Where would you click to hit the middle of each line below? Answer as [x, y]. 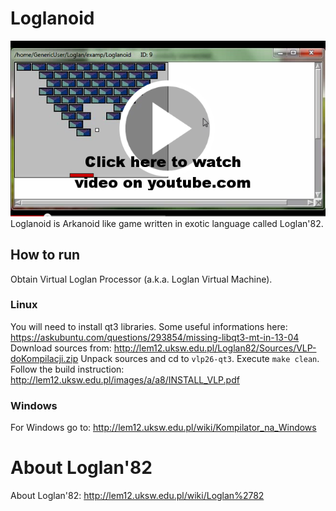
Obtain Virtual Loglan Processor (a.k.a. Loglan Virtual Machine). [141, 279]
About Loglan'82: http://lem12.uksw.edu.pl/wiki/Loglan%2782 [137, 496]
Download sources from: [61, 348]
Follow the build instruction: [67, 369]
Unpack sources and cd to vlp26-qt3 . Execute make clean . [200, 358]
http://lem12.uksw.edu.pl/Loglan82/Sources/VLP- [215, 348]
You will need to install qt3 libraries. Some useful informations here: [149, 326]
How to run [45, 255]
